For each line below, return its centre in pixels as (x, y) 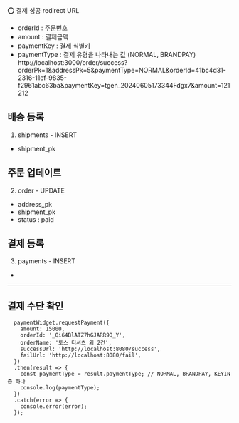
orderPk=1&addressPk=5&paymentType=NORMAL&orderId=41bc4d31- (122, 70)
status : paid (36, 219)
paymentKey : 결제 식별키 (54, 46)
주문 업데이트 (34, 173)
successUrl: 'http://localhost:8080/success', (90, 349)
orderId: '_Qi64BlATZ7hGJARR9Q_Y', (73, 335)
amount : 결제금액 (43, 37)
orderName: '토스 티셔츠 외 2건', (66, 343)
